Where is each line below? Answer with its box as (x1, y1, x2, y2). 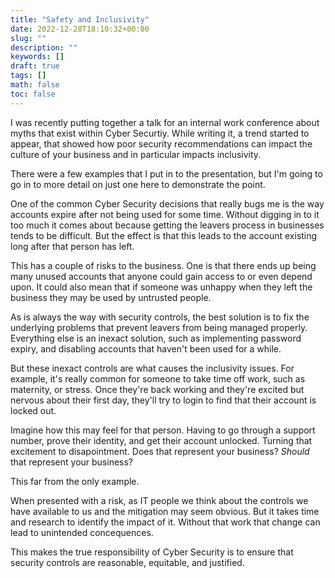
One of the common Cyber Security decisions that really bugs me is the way (10, 197, 325, 210)
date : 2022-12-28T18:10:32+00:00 (10, 24, 150, 34)
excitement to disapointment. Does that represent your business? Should (10, 445, 310, 457)
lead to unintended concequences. (10, 526, 154, 538)
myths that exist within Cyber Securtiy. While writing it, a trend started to (10, 127, 310, 139)
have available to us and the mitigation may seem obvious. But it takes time (10, 505, 320, 517)
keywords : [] (10, 52, 65, 62)
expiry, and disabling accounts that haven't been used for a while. (10, 342, 282, 355)
